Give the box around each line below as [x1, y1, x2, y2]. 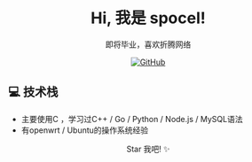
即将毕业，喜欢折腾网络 [105, 39, 192, 50]
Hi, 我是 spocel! [91, 8, 206, 28]
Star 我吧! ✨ [126, 143, 170, 154]
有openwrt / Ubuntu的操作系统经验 [20, 125, 149, 135]
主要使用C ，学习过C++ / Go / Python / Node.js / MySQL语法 [20, 113, 243, 124]
